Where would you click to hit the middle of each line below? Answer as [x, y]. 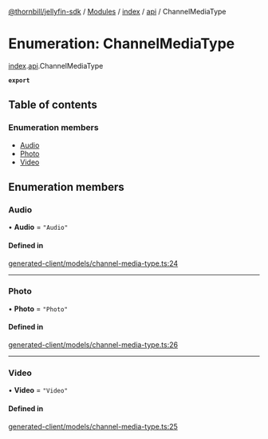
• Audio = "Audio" [38, 227]
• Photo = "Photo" [38, 308]
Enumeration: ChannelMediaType [122, 44]
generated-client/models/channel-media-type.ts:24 [93, 263]
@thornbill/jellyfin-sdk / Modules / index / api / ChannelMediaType [117, 12]
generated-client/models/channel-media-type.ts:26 [93, 345]
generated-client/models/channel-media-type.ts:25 [93, 426]
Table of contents [53, 105]
